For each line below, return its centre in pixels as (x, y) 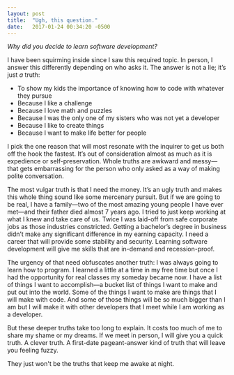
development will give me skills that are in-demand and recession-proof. (111, 249)
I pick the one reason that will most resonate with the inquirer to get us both (116, 147)
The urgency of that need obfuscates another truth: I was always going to (113, 263)
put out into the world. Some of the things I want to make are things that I (112, 292)
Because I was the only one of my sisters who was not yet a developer (118, 118)
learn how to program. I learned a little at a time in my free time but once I (112, 270)
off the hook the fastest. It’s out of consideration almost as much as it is (110, 154)
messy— (205, 161)
